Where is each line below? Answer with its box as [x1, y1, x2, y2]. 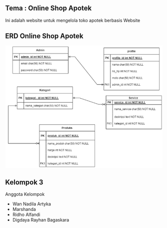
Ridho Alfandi [12, 211, 40, 217]
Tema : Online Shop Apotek [5, 4, 92, 13]
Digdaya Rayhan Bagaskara [12, 217, 69, 223]
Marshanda [12, 206, 36, 212]
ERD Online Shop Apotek [5, 32, 83, 41]
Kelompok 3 [5, 178, 43, 186]
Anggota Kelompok [5, 191, 45, 197]
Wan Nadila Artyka [12, 201, 51, 207]
